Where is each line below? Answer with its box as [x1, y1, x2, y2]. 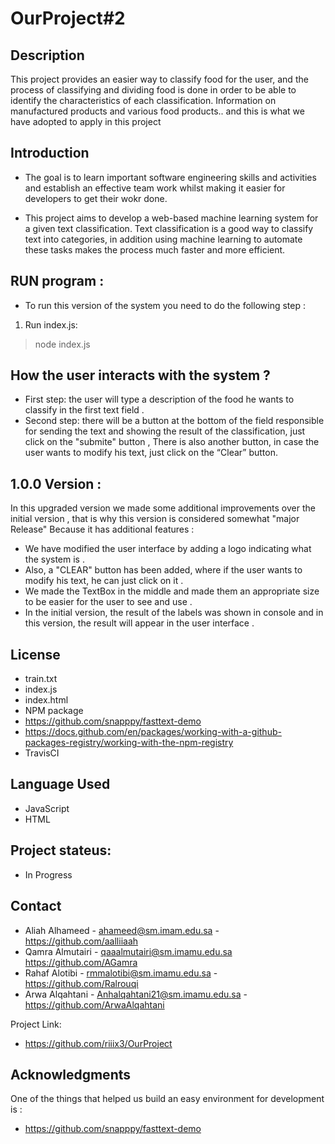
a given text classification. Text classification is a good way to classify [24, 222, 314, 234]
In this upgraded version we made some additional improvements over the [10, 502, 316, 514]
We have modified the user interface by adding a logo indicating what [24, 543, 312, 555]
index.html [24, 694, 69, 706]
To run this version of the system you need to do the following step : [24, 299, 306, 311]
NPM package [24, 705, 84, 717]
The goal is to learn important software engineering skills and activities [24, 171, 317, 183]
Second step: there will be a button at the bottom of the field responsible [24, 415, 325, 427]
